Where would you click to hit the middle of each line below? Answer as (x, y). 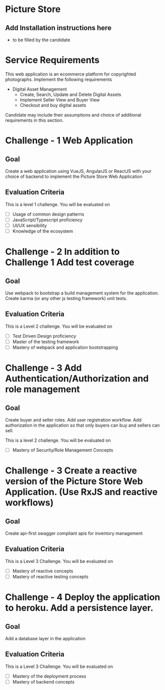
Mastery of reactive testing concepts (50, 576)
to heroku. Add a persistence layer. (79, 608)
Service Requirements (52, 60)
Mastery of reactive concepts (43, 571)
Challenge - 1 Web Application (69, 140)
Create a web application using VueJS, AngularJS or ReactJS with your (78, 171)
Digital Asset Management (39, 89)
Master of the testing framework (45, 341)
